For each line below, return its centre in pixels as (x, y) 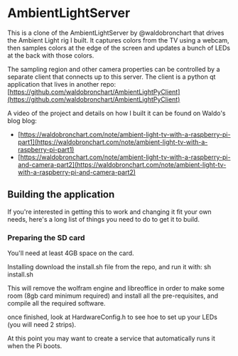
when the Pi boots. (35, 346)
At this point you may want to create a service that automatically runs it (111, 338)
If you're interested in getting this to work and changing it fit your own (109, 212)
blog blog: (22, 120)
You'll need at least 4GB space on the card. (71, 253)
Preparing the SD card (46, 237)
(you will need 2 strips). (42, 325)
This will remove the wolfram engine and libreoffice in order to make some (116, 288)
